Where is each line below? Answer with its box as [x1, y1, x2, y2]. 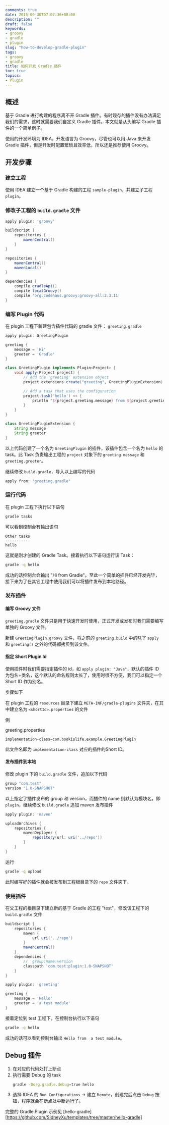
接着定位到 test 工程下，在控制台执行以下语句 [5, 1015, 100, 1021]
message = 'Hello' [14, 996, 53, 1001]
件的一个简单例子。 [5, 125, 45, 131]
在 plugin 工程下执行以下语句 [5, 503, 65, 510]
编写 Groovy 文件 [5, 605, 41, 611]
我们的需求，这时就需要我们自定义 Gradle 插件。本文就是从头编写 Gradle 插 [5, 118, 161, 124]
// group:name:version [23, 959, 73, 964]
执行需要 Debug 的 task [12, 1071, 61, 1078]
